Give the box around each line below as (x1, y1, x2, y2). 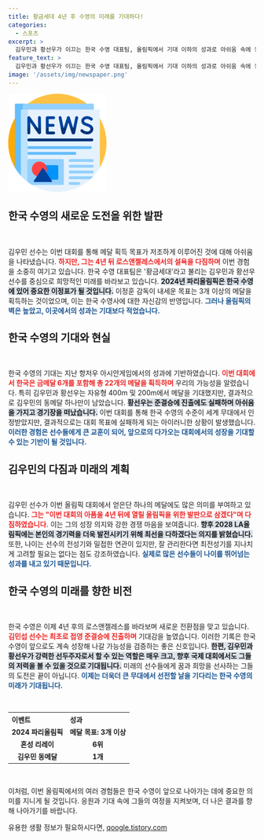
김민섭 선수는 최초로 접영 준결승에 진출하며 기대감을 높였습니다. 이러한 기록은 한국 (8, 632, 256, 640)
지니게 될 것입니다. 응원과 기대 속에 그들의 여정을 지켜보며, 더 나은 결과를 (22, 796, 245, 805)
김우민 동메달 (16, 752, 57, 761)
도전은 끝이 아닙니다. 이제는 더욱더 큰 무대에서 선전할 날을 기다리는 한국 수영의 (16, 671, 253, 680)
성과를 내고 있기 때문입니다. (8, 559, 92, 569)
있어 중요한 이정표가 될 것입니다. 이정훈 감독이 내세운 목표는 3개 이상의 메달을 (16, 286, 252, 295)
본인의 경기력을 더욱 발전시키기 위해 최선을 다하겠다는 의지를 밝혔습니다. (35, 530, 254, 539)
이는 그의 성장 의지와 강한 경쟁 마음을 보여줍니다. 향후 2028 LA (49, 519, 244, 530)
